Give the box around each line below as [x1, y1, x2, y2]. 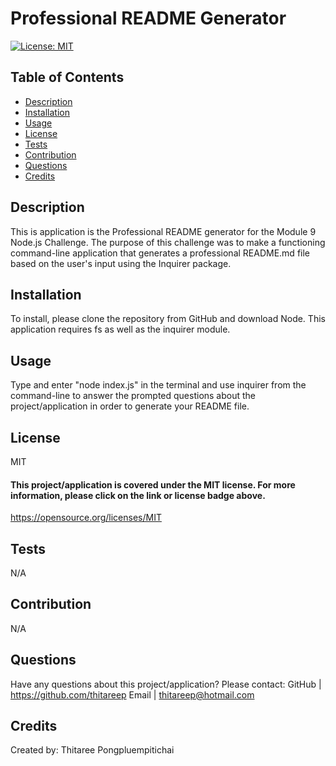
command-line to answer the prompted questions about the [10, 390, 257, 402]
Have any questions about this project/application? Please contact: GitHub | [10, 678, 322, 690]
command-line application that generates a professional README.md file [10, 247, 311, 259]
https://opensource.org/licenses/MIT [10, 512, 162, 524]
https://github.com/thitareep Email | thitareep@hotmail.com [10, 688, 255, 701]
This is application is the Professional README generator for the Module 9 [10, 225, 317, 237]
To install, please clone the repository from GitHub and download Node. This [10, 313, 326, 325]
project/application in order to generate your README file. [10, 400, 250, 412]
